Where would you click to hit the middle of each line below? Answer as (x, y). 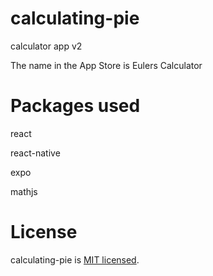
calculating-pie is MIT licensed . (75, 259)
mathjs (24, 191)
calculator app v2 (46, 46)
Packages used (75, 106)
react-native (35, 153)
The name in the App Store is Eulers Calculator (106, 65)
